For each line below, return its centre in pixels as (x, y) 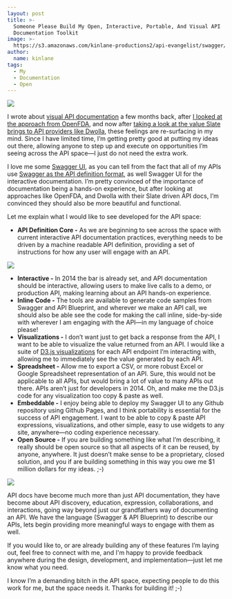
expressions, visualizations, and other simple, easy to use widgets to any (121, 425)
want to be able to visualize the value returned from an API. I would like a (120, 344)
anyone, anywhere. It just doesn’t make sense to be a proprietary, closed (120, 454)
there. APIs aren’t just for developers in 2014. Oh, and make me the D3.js (120, 389)
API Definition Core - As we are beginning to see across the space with (119, 230)
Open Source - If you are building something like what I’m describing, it (119, 440)
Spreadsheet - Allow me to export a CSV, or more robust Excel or (110, 366)
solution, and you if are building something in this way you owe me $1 (116, 462)
